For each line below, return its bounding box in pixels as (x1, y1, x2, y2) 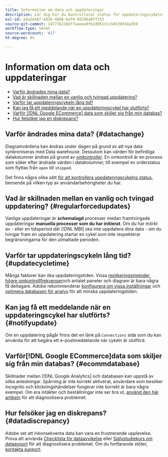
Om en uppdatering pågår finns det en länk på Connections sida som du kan (5, 332, 161, 338)
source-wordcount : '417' (5, 31, 57, 36)
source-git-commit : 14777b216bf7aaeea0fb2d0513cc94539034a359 (5, 21, 138, 27)
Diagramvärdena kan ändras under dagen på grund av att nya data (5, 143, 143, 149)
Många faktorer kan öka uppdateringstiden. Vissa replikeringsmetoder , (5, 272, 151, 279)
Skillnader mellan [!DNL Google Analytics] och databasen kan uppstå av (5, 373, 154, 379)
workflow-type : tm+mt (5, 26, 51, 31)
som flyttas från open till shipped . (5, 164, 73, 171)
